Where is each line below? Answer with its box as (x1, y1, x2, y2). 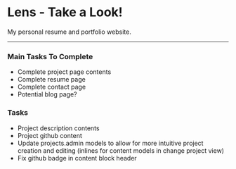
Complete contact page (17, 82, 86, 92)
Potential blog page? (17, 90, 77, 99)
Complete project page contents (17, 68, 112, 76)
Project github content (17, 131, 82, 139)
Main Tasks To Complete (7, 51, 93, 61)
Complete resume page (17, 75, 86, 84)
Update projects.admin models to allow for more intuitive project (17, 139, 204, 147)
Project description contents (17, 124, 100, 132)
